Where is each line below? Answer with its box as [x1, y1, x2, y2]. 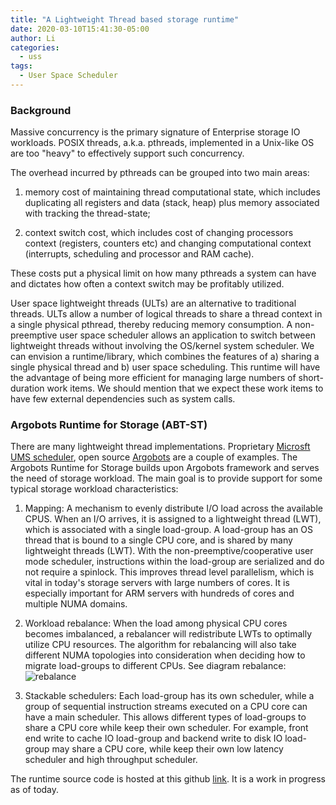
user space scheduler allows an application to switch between [59, 329, 316, 341]
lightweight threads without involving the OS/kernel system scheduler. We [10, 340, 315, 352]
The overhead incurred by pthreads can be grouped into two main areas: [10, 167, 310, 179]
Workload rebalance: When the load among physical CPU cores [24, 617, 288, 630]
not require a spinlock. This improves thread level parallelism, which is [24, 566, 315, 578]
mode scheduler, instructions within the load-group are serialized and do [24, 556, 325, 568]
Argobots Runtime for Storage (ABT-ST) [10, 418, 208, 432]
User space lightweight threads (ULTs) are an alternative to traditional [10, 297, 297, 310]
